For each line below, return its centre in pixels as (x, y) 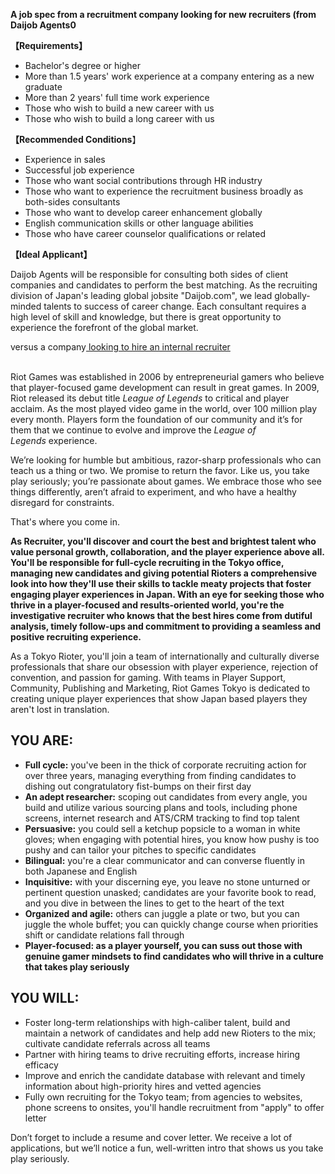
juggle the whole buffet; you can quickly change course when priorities (171, 924)
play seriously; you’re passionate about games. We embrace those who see (166, 481)
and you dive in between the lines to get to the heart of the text (154, 903)
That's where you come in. (65, 522)
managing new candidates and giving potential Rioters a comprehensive (164, 573)
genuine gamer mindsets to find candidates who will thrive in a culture (174, 956)
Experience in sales (65, 159)
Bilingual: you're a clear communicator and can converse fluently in (164, 860)
